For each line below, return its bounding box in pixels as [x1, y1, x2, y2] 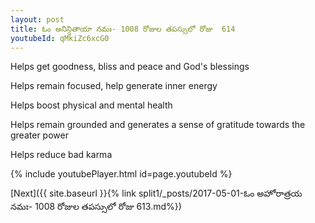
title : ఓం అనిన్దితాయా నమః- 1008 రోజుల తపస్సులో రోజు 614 [10, 24, 236, 34]
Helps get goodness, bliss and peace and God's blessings [10, 61, 250, 73]
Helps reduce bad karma [10, 149, 113, 161]
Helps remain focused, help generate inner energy [10, 80, 218, 92]
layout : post [10, 14, 65, 25]
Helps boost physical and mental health [10, 99, 173, 111]
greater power [10, 129, 69, 141]
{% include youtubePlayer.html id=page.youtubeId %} [10, 168, 233, 180]
